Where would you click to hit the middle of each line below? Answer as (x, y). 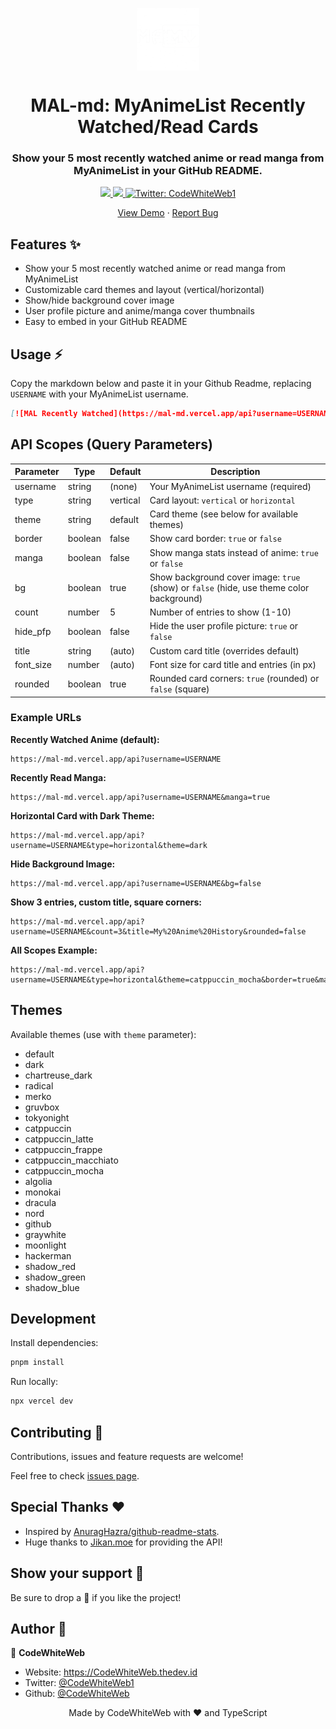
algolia (38, 1181)
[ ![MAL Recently (44, 414)
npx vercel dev (42, 1401)
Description (235, 472)
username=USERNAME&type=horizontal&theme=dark (109, 845)
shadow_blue (52, 1287)
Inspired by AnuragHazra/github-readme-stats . (122, 1531)
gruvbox (42, 1107)
